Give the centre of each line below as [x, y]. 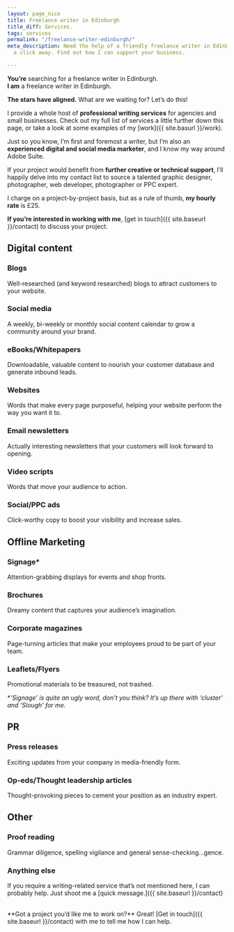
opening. [20, 453]
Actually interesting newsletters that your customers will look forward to [110, 446]
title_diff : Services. [40, 27]
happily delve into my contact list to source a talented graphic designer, [110, 177]
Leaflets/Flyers [34, 669]
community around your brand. [52, 331]
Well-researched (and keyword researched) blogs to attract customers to [112, 283]
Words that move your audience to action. [67, 487]
